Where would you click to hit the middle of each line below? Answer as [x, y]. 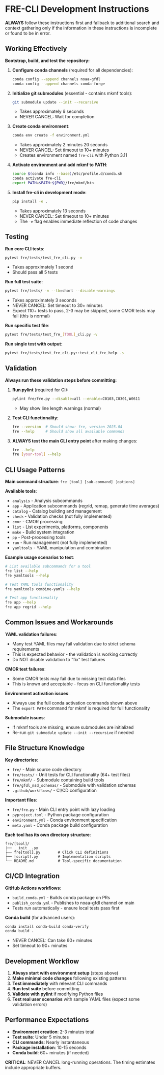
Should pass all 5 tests [35, 272]
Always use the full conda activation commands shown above [75, 703]
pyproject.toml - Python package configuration [60, 814]
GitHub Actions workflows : [33, 888]
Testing [17, 237]
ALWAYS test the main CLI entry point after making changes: [75, 441]
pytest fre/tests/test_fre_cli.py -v [44, 258]
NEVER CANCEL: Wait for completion [57, 117]
